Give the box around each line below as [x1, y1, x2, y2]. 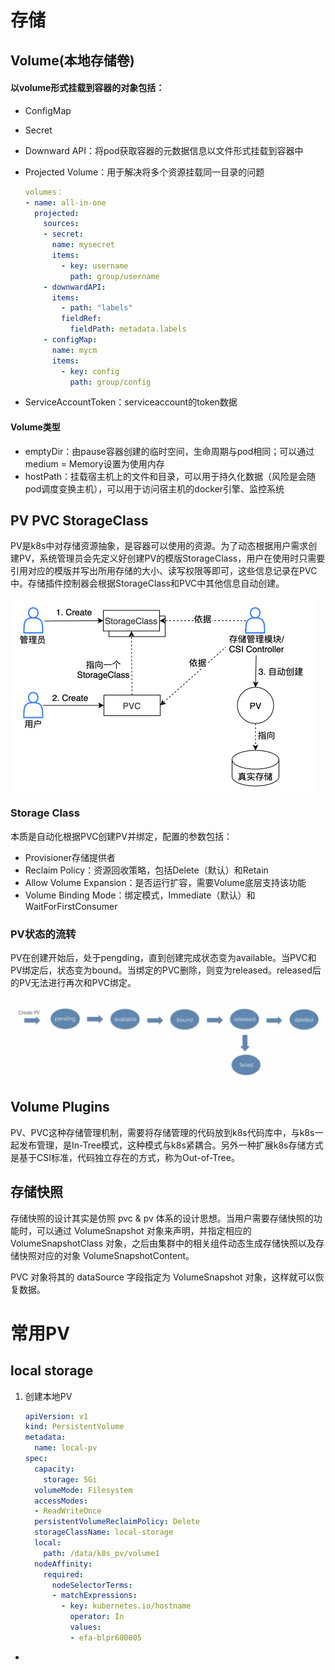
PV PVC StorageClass [10, 512, 149, 529]
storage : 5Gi [43, 1474, 98, 1485]
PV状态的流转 [10, 927, 77, 941]
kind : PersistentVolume [24, 1422, 125, 1432]
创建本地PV [24, 1390, 73, 1402]
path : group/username [69, 271, 160, 281]
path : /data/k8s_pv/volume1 [43, 1548, 160, 1558]
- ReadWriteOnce [34, 1506, 102, 1516]
